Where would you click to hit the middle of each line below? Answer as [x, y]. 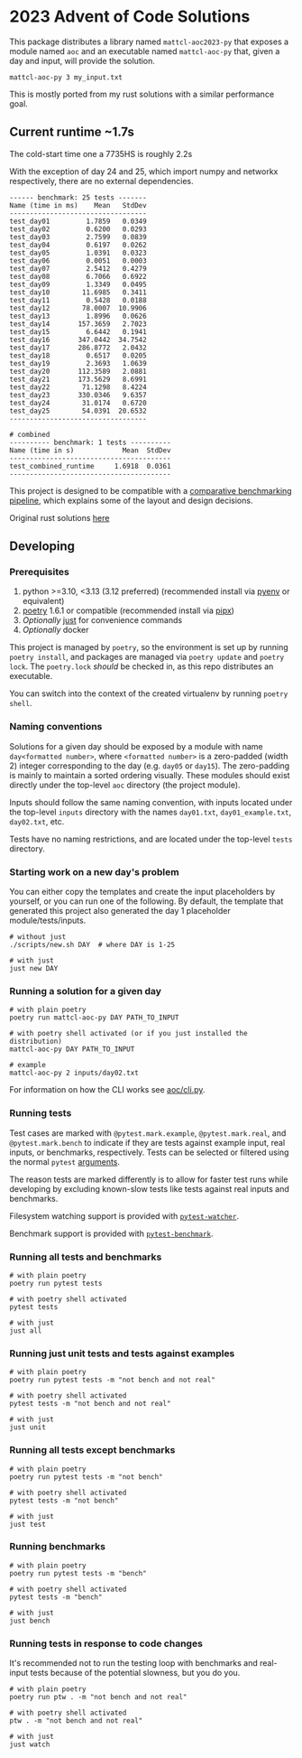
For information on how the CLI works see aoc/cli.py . [107, 1090]
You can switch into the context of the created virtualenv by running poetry [149, 693]
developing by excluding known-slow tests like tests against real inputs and [150, 1188]
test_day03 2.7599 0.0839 [78, 237]
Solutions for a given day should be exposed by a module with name [136, 746]
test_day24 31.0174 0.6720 [78, 403]
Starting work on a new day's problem [94, 871]
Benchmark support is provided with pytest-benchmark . [111, 1233]
